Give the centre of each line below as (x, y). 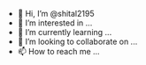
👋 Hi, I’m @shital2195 (56, 14)
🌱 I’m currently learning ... (65, 32)
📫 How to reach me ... (58, 51)
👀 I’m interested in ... (55, 23)
